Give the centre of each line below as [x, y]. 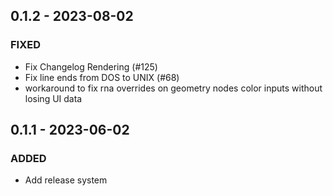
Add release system [66, 180]
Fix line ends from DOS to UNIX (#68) [102, 77]
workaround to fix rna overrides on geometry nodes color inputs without [173, 88]
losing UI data [53, 98]
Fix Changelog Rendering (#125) [91, 66]
